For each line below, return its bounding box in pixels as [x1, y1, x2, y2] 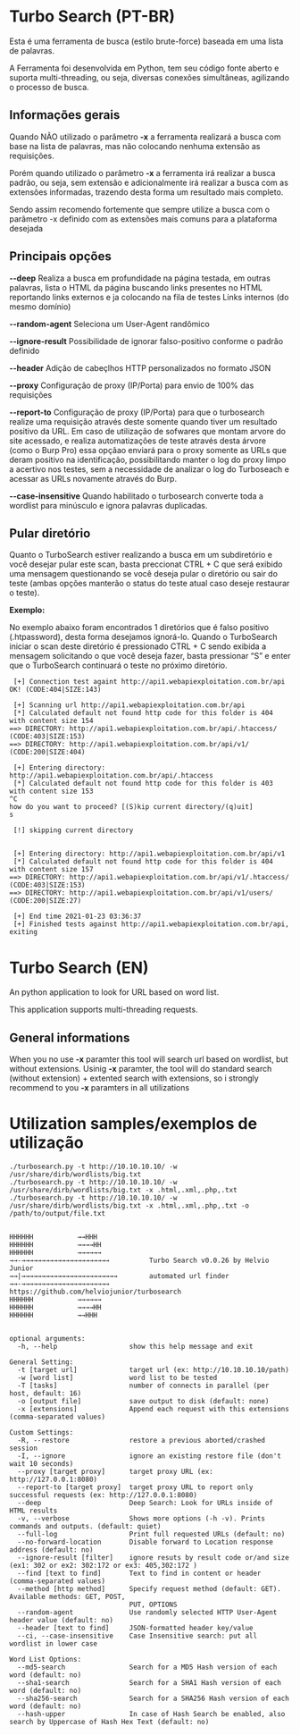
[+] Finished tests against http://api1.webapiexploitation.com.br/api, [12, 920, 290, 929]
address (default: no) [9, 1545, 94, 1554]
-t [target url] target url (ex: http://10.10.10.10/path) [17, 1366, 290, 1375]
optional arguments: [9, 1335, 87, 1343]
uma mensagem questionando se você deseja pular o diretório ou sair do [9, 569, 279, 579]
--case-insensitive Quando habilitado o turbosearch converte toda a [9, 490, 263, 501]
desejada [9, 223, 43, 233]
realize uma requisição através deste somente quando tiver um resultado [9, 416, 278, 426]
